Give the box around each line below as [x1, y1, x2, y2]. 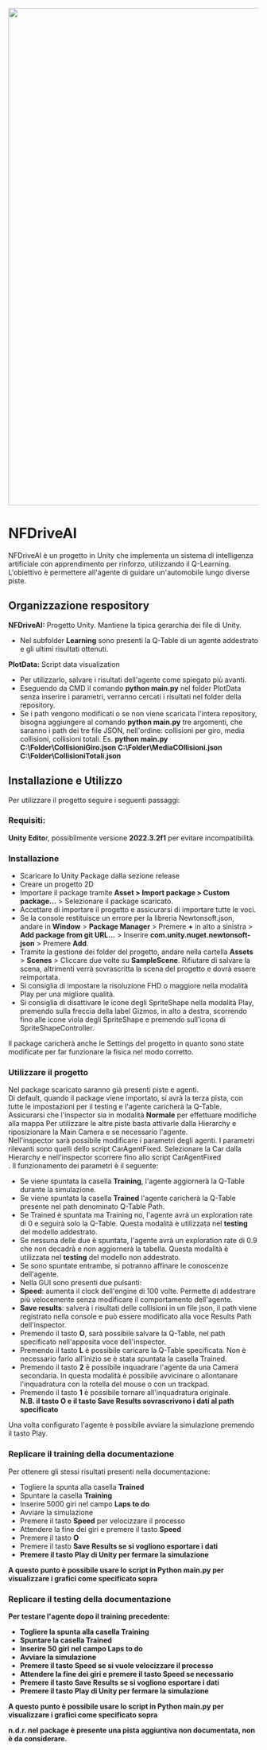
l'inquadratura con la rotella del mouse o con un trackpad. [19, 1379, 210, 1389]
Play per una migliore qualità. [19, 989, 115, 999]
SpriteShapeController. [19, 1023, 95, 1033]
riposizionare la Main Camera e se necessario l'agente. [8, 1127, 188, 1137]
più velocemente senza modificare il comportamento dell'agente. [19, 1295, 233, 1304]
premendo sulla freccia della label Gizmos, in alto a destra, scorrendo [19, 1007, 248, 1016]
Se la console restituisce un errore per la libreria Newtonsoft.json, [19, 914, 234, 923]
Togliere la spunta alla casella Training [19, 1627, 149, 1637]
